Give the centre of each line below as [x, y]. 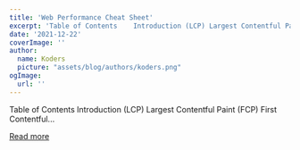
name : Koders [42, 59]
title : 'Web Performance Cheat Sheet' [81, 17]
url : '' [32, 84]
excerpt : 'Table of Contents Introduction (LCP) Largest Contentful [145, 26]
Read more [29, 136]
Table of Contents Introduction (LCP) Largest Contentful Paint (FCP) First [143, 109]
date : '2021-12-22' [46, 34]
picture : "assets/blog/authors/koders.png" [99, 68]
